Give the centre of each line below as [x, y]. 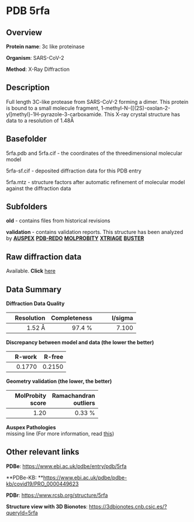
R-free [53, 357]
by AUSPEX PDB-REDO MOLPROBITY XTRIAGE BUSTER [75, 238]
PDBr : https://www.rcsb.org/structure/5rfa [57, 495]
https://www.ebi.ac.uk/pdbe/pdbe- [85, 477]
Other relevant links [43, 452]
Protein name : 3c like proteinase [45, 46]
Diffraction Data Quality [35, 304]
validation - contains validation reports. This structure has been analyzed [95, 232]
